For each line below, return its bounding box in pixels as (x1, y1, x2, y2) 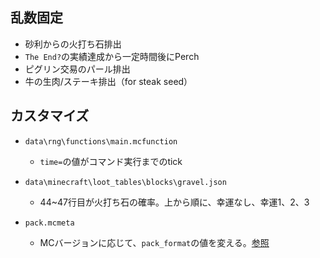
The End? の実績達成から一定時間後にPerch (24, 50, 200, 62)
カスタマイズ (10, 108, 90, 125)
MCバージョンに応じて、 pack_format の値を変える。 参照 (39, 236, 270, 248)
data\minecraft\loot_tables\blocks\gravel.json (24, 177, 227, 187)
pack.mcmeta (24, 218, 75, 228)
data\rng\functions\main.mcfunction (24, 136, 178, 147)
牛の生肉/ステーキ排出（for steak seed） (24, 75, 193, 87)
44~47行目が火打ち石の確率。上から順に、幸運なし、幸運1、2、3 (39, 196, 310, 208)
